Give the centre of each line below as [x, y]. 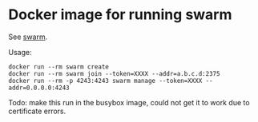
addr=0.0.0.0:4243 [39, 88]
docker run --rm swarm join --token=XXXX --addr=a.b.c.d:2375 [114, 73]
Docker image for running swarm [120, 15]
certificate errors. [37, 111]
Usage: [20, 52]
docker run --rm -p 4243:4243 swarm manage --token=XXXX [105, 81]
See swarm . [28, 37]
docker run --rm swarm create [59, 67]
